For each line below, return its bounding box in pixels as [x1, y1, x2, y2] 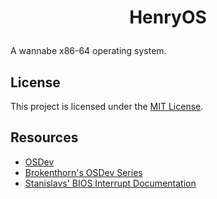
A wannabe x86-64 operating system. [10, 45, 167, 57]
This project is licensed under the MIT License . [10, 101, 204, 112]
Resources [10, 129, 79, 146]
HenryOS [129, 6, 207, 29]
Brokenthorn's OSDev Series [24, 166, 143, 178]
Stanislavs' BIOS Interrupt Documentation [24, 177, 197, 189]
